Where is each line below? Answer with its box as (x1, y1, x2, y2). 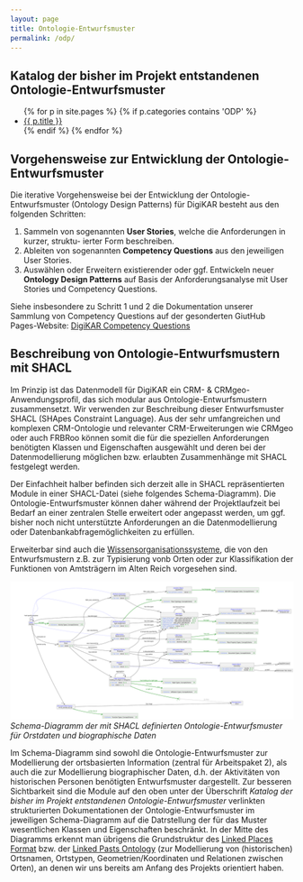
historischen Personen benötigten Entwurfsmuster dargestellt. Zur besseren (10, 776, 292, 786)
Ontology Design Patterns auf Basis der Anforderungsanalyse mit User (22, 274, 289, 284)
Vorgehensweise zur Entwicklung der (10, 152, 226, 167)
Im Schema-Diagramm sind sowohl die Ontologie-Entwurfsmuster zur (10, 747, 269, 758)
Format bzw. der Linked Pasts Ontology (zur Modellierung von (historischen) (10, 843, 293, 854)
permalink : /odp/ (10, 33, 76, 42)
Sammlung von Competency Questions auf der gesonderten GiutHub (10, 311, 266, 321)
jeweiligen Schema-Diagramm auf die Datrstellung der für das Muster (10, 814, 268, 825)
